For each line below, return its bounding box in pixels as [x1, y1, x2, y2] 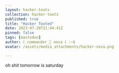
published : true [5, 16, 39, 21]
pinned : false [5, 30, 35, 35]
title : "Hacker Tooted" [5, 21, 55, 26]
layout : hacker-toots [5, 7, 50, 12]
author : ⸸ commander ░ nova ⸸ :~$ [5, 40, 75, 45]
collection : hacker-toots [5, 12, 59, 17]
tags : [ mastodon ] [5, 35, 41, 40]
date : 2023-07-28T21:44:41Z [5, 26, 63, 31]
